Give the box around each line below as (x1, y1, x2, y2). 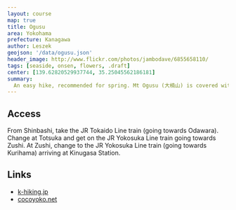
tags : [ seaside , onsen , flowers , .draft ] (7, 62, 131, 69)
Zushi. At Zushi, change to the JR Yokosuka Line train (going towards (7, 141, 207, 150)
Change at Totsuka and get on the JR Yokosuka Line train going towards (7, 134, 216, 142)
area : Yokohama (7, 29, 52, 37)
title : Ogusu (7, 23, 46, 30)
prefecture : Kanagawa (7, 36, 71, 43)
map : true (7, 17, 37, 24)
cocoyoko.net (17, 195, 58, 203)
